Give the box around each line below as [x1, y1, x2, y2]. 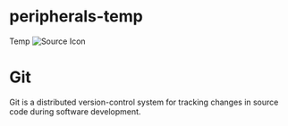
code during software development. [9, 105, 141, 117]
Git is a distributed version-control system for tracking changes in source [9, 97, 279, 107]
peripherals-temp [9, 6, 143, 27]
